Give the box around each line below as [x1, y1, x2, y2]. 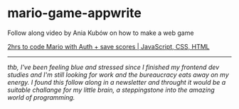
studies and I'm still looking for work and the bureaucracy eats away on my [7, 70, 229, 79]
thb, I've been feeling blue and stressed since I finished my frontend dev [7, 63, 220, 71]
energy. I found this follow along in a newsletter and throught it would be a [7, 78, 226, 86]
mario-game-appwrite [7, 5, 142, 21]
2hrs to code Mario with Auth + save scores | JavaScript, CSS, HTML [7, 42, 210, 51]
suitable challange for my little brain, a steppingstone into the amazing [7, 85, 215, 94]
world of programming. [7, 93, 75, 101]
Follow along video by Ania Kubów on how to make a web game [7, 28, 194, 37]
